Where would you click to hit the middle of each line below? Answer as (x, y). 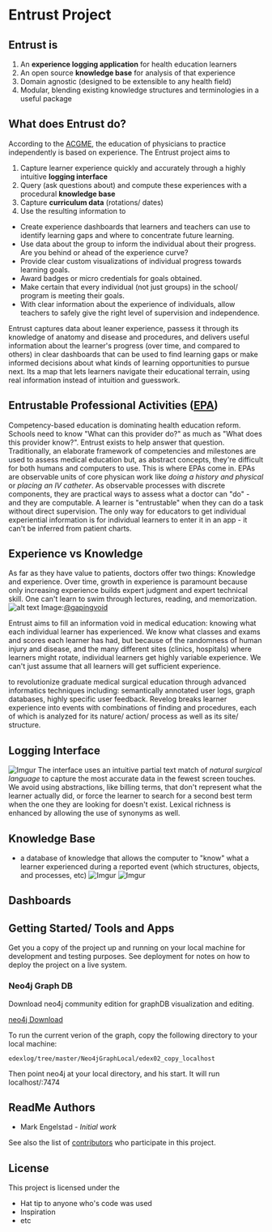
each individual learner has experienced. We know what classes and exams (134, 632)
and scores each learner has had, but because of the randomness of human (135, 641)
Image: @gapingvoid (74, 607)
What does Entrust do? (68, 124)
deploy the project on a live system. (68, 965)
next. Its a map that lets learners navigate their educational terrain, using (129, 371)
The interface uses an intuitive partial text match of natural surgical (150, 770)
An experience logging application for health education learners (128, 64)
